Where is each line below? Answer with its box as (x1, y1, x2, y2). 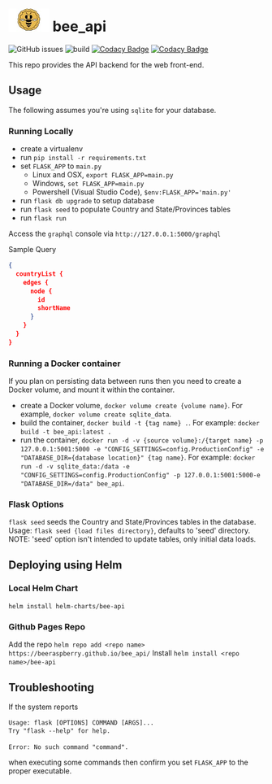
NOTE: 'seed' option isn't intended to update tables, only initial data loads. (8, 534, 257, 544)
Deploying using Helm (8, 558, 123, 572)
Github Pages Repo (8, 621, 85, 632)
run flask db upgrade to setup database (19, 196, 154, 206)
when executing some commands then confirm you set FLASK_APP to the (8, 757, 249, 768)
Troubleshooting (8, 680, 95, 695)
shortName (37, 304, 71, 312)
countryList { (15, 269, 63, 278)
